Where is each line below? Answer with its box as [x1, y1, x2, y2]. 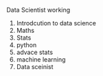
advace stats [16, 48, 53, 56]
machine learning [16, 55, 66, 64]
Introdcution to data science [16, 19, 97, 27]
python [16, 41, 37, 49]
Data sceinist [16, 63, 54, 71]
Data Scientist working [6, 6, 71, 14]
